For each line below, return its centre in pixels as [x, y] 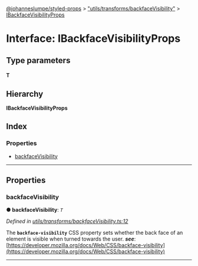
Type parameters [38, 60]
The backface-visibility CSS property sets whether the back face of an [95, 233]
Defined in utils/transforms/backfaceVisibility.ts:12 [67, 221]
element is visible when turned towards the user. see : [71, 239]
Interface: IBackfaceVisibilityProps [93, 39]
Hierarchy [25, 94]
